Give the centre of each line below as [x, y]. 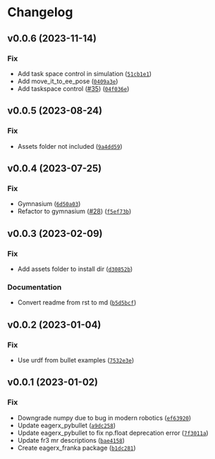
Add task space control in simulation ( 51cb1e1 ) [85, 73]
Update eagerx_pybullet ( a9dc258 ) [67, 425]
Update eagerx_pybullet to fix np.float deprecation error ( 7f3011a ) [113, 433]
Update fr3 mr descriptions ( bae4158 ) [71, 440]
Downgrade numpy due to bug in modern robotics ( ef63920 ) [104, 417]
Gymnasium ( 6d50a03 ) [49, 204]
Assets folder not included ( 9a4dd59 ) [70, 146]
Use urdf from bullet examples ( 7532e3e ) [76, 360]
